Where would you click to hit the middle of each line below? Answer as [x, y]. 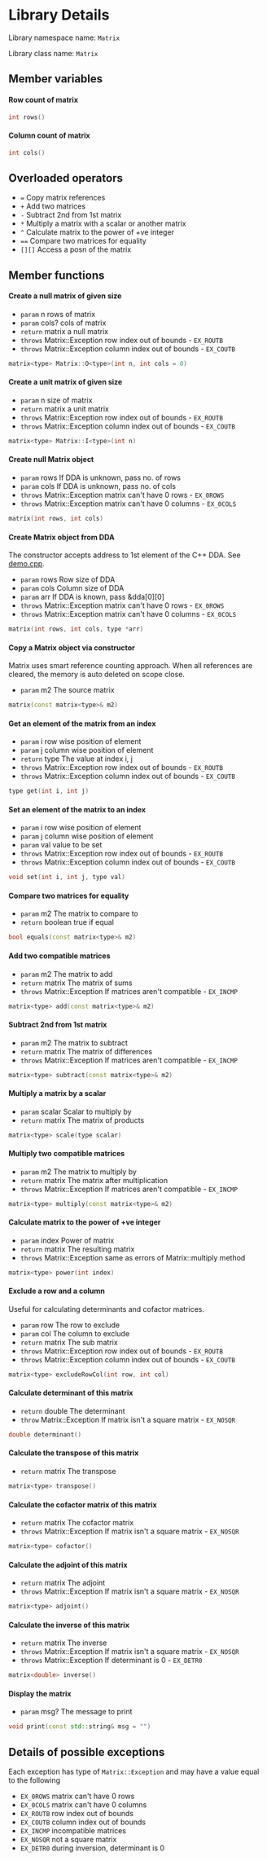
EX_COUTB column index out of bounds [83, 1822]
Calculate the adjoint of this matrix [68, 1564]
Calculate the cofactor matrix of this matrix [83, 1504]
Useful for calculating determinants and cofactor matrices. [107, 1309]
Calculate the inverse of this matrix [69, 1625]
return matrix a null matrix [64, 331]
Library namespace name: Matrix [64, 37]
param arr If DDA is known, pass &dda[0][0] [92, 597]
